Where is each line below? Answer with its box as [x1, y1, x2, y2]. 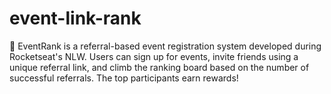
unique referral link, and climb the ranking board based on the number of [9, 61, 310, 73]
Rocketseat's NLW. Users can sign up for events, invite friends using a [9, 50, 299, 62]
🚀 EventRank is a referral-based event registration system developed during [9, 40, 322, 52]
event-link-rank [9, 7, 142, 30]
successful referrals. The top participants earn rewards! [9, 72, 239, 84]
